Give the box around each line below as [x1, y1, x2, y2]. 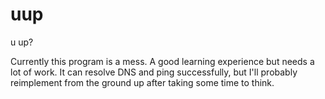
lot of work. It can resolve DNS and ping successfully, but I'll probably [10, 66, 298, 78]
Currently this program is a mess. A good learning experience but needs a [10, 55, 315, 67]
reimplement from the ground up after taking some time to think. [10, 76, 275, 88]
